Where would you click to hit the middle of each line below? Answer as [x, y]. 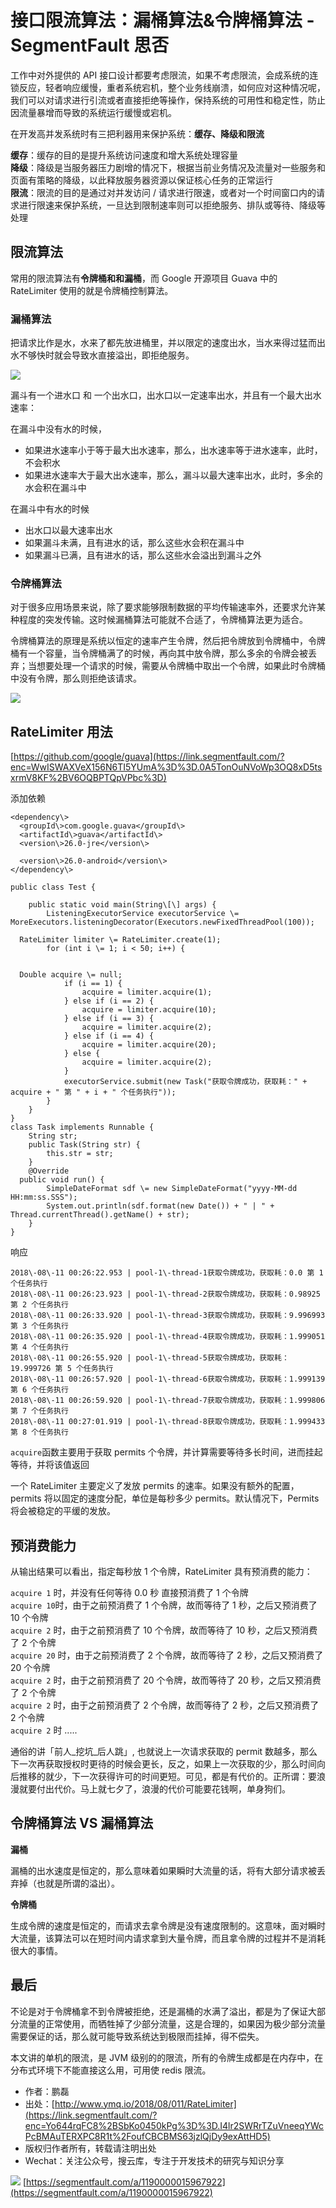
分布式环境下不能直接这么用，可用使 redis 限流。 [111, 2070]
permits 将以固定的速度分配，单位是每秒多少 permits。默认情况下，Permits [165, 1498]
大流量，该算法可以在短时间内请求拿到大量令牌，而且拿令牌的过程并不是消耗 [168, 1938]
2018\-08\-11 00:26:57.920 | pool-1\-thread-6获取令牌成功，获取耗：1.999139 [168, 1379]
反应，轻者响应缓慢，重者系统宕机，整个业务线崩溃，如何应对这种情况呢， [172, 87]
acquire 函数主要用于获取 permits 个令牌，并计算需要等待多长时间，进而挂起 [166, 1452]
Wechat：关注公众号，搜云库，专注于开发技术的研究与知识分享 [154, 2160]
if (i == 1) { [93, 984]
